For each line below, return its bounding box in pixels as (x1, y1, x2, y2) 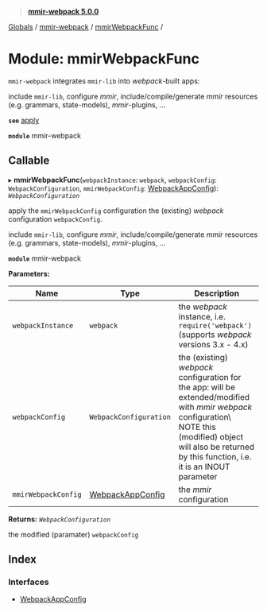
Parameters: (8, 269, 50, 278)
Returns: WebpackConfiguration (8, 514, 111, 524)
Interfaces (8, 576, 49, 587)
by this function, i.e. (178, 451, 252, 462)
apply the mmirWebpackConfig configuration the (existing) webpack (8, 206, 224, 215)
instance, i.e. (178, 311, 226, 322)
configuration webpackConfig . (8, 214, 103, 223)
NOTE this (178, 421, 216, 432)
